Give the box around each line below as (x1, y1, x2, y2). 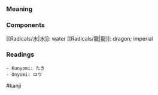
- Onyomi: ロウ (6, 71, 42, 78)
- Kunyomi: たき (6, 65, 45, 71)
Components (6, 20, 45, 29)
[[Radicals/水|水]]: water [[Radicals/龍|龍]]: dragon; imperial (6, 35, 153, 42)
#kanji (6, 82, 22, 89)
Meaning (6, 5, 33, 13)
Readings (6, 50, 35, 59)
